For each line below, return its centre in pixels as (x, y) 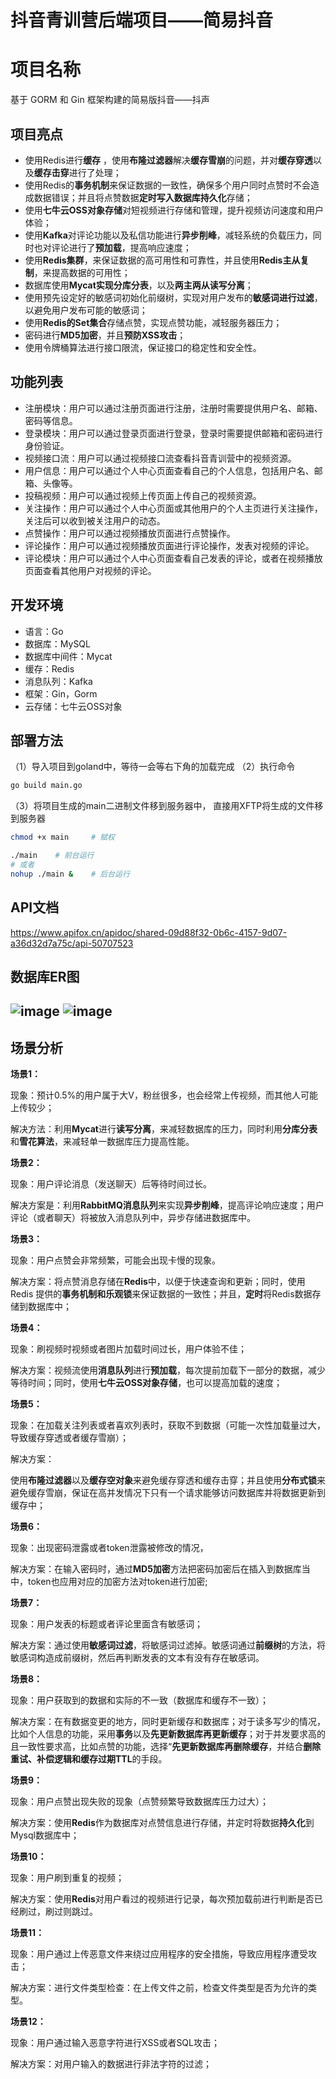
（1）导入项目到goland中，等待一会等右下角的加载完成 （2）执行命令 (153, 767)
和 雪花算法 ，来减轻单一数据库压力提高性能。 (102, 1142)
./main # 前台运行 (52, 856)
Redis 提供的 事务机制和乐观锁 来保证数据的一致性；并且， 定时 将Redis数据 (161, 1294)
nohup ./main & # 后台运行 (70, 874)
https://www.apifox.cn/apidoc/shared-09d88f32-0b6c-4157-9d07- (149, 932)
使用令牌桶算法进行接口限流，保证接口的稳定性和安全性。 (143, 347)
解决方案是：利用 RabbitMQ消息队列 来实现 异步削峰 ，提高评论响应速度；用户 (167, 1205)
